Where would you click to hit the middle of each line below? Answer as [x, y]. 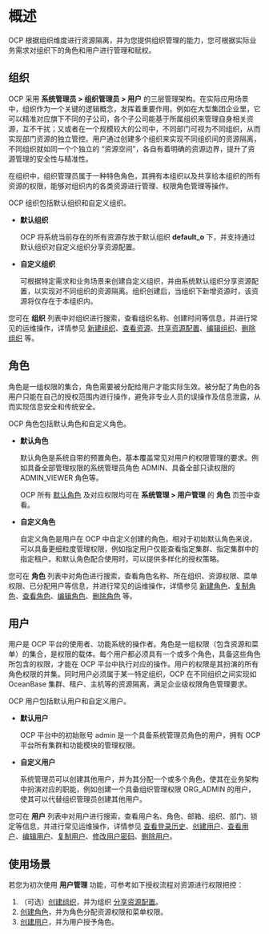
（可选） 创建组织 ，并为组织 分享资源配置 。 [91, 902]
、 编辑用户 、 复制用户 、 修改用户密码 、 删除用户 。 [96, 836]
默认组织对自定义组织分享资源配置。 [80, 247]
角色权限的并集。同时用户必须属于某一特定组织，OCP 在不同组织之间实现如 [132, 674]
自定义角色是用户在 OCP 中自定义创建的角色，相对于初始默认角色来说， [138, 538]
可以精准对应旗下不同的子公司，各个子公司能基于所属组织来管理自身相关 [127, 119]
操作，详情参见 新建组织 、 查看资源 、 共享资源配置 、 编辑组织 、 [139, 328]
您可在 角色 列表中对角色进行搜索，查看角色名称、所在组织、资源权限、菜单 [133, 576]
